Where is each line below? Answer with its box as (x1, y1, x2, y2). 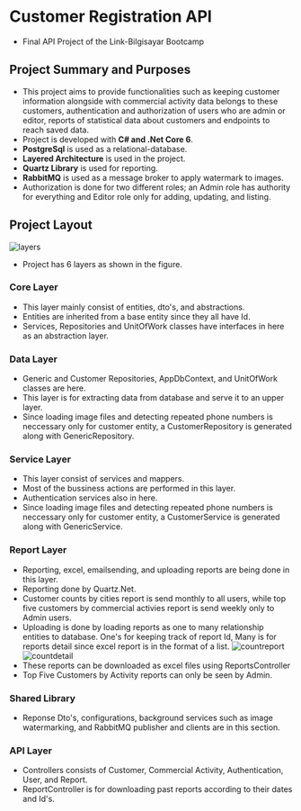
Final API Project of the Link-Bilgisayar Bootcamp (22, 36, 205, 47)
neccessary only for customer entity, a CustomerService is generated (22, 511, 280, 523)
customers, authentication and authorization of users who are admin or (22, 105, 286, 116)
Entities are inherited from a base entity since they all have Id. (22, 311, 251, 321)
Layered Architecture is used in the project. (22, 153, 186, 164)
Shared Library (9, 691, 76, 704)
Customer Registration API (9, 6, 213, 27)
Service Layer (9, 453, 72, 465)
